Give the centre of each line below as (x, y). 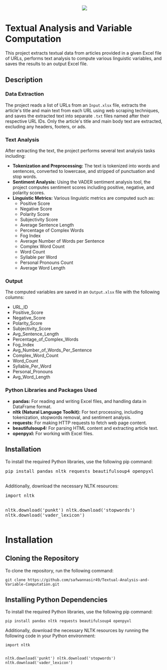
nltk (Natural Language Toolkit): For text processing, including (78, 412)
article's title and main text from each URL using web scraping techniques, (82, 110)
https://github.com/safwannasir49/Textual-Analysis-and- (89, 580)
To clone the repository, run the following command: (59, 570)
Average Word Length (43, 268)
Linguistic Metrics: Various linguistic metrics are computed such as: (83, 198)
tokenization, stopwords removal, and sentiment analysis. (72, 417)
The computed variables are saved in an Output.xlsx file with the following (82, 292)
